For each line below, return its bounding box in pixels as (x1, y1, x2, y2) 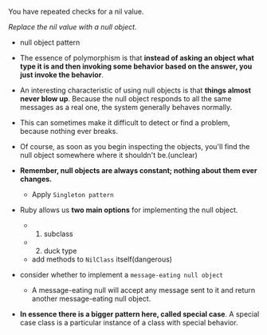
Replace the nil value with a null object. (8, 22, 137, 31)
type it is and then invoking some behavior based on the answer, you (19, 61, 253, 71)
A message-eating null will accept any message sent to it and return (31, 286, 256, 294)
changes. (19, 175, 53, 183)
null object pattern (19, 37, 80, 47)
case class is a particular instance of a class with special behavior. (19, 318, 238, 327)
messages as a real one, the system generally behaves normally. (19, 103, 233, 112)
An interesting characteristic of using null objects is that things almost (19, 85, 251, 95)
